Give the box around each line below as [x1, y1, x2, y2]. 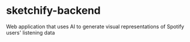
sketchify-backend [6, 4, 101, 17]
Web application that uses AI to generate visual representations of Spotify [6, 23, 185, 30]
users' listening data [6, 29, 55, 36]
